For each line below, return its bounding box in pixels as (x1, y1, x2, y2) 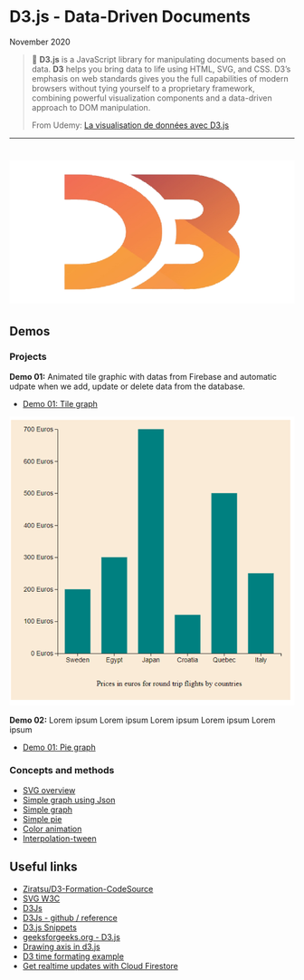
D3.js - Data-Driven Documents (9, 6, 251, 27)
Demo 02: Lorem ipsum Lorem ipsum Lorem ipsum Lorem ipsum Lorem (9, 714, 276, 725)
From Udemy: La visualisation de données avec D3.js (31, 120, 229, 131)
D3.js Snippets (22, 922, 77, 933)
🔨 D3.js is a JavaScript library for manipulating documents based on (31, 53, 287, 64)
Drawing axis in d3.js (22, 941, 101, 952)
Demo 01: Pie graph (22, 742, 97, 752)
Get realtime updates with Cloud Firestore (22, 960, 178, 971)
